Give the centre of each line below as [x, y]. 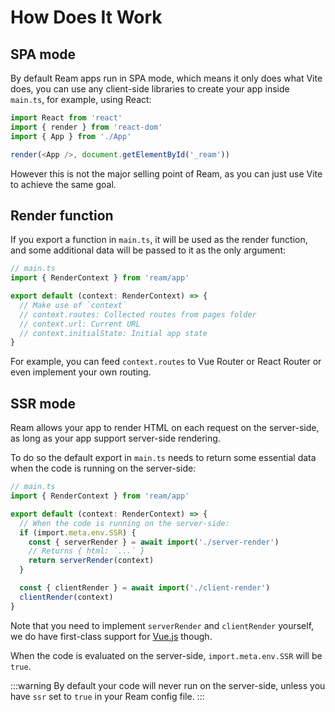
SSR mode [43, 403]
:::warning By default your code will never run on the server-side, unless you [168, 685]
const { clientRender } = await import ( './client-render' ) [145, 588]
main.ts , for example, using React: [81, 99]
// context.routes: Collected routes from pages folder [138, 314]
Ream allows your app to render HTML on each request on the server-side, [165, 428]
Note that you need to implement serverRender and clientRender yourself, [162, 625]
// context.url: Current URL [80, 324]
